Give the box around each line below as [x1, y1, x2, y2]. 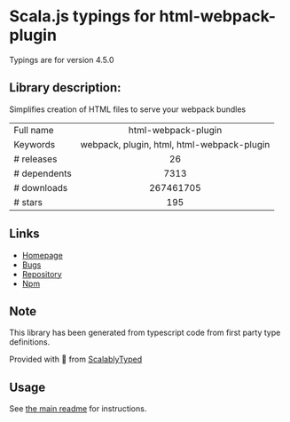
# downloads [13, 181, 68, 194]
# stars [13, 195, 43, 208]
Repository [21, 268, 62, 279]
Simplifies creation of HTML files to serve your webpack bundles [9, 104, 247, 115]
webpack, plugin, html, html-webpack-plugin [80, 138, 270, 150]
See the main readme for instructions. [9, 403, 147, 414]
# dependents [13, 167, 73, 179]
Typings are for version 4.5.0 [9, 54, 114, 65]
